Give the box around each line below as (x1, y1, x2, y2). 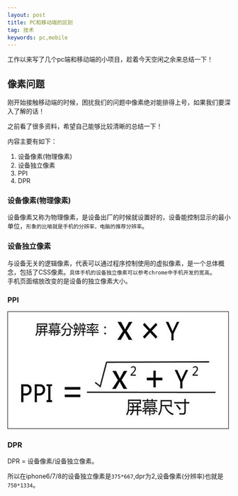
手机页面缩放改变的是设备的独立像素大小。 (7, 277, 132, 285)
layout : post (7, 11, 46, 18)
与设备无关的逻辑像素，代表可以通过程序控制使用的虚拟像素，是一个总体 (7, 259, 218, 268)
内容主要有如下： (7, 137, 57, 145)
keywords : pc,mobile (7, 34, 69, 41)
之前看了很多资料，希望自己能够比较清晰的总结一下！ (7, 122, 163, 131)
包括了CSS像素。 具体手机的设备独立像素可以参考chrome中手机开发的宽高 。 (19, 268, 216, 276)
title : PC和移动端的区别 (7, 18, 73, 26)
